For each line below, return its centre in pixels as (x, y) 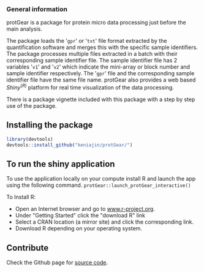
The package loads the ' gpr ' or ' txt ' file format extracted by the (87, 41)
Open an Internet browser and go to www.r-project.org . (85, 209)
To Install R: (21, 197)
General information (37, 9)
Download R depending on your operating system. (79, 229)
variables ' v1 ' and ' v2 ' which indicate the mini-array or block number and (98, 67)
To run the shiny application (61, 164)
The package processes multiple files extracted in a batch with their (92, 54)
